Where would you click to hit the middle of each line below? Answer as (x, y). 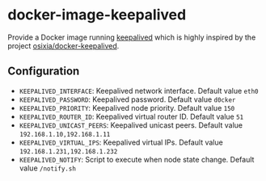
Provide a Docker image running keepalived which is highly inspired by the (132, 37)
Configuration (44, 72)
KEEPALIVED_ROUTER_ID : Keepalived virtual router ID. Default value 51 (131, 116)
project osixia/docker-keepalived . (63, 45)
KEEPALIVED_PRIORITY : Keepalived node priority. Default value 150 (127, 107)
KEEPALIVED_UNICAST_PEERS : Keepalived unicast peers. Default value (131, 125)
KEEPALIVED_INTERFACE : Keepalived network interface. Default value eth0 (139, 90)
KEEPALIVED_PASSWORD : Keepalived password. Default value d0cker (127, 99)
